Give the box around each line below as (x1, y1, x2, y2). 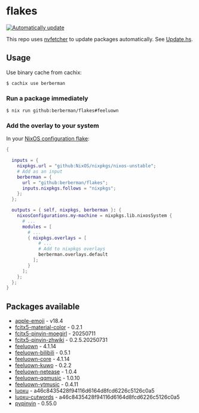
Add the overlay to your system (6, 121, 100, 130)
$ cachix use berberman (6, 80, 66, 86)
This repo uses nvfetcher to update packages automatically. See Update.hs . (6, 35, 193, 42)
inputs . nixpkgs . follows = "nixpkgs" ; (22, 185, 117, 191)
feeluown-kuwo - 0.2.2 (14, 362, 72, 369)
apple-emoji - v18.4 (14, 317, 63, 325)
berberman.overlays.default (38, 252, 109, 258)
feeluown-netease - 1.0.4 (14, 368, 77, 375)
